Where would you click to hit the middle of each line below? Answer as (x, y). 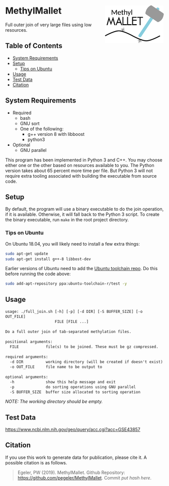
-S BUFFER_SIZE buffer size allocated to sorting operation (75, 392)
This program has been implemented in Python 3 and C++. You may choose (84, 160)
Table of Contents (34, 46)
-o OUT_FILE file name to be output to (56, 367)
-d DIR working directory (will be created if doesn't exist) (87, 362)
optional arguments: (27, 377)
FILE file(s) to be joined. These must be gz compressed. (84, 347)
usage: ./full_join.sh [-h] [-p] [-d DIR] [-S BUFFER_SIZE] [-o (74, 312)
